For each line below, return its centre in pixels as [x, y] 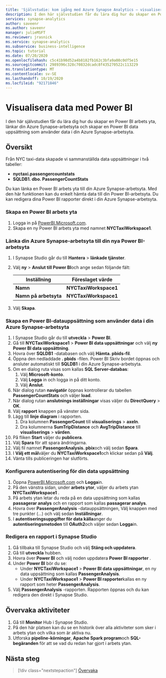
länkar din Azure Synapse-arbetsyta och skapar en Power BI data [72, 126]
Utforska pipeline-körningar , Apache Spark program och [71, 638]
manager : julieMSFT [26, 33]
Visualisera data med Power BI [69, 107]
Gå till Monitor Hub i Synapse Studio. [50, 622]
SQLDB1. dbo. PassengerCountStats [50, 179]
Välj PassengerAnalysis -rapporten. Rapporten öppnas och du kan [81, 589]
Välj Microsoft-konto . [42, 375]
